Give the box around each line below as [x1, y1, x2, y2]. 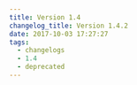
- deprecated [17, 63, 65, 72]
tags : [9, 37, 29, 47]
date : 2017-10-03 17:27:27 [9, 29, 109, 38]
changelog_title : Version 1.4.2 [9, 21, 128, 30]
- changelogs [17, 46, 65, 55]
